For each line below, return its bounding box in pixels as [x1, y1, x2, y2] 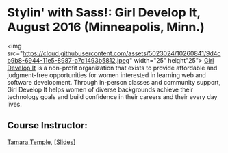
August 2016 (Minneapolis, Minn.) [7, 19, 205, 35]
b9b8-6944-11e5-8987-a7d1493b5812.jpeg [7, 56, 130, 64]
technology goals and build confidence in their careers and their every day [7, 92, 218, 100]
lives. [7, 100, 22, 108]
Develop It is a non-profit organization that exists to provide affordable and [7, 64, 218, 72]
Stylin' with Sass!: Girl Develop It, [7, 5, 201, 20]
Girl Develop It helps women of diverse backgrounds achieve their [7, 85, 194, 94]
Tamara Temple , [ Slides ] [7, 138, 76, 146]
